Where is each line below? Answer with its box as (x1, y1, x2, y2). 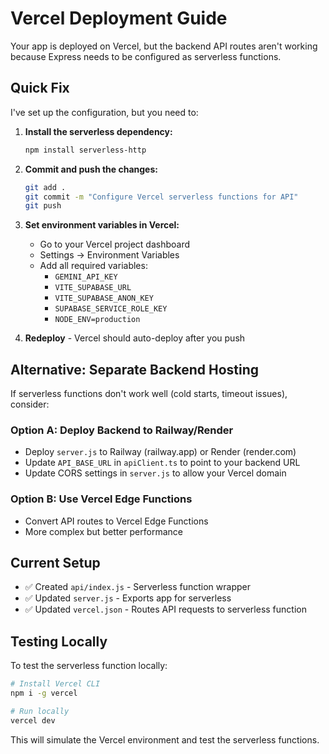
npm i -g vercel (10, 688, 78, 699)
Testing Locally (10, 633, 108, 650)
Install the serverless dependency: (24, 125, 173, 137)
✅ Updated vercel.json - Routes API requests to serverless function (24, 603, 307, 616)
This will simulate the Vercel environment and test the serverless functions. (10, 733, 320, 746)
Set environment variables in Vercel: (24, 219, 180, 231)
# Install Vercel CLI (10, 679, 101, 689)
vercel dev (10, 715, 56, 726)
